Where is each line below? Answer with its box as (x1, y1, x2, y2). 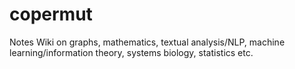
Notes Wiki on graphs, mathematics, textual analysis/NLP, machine (9, 36, 286, 48)
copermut (9, 3, 93, 26)
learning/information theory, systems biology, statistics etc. (9, 46, 254, 58)
